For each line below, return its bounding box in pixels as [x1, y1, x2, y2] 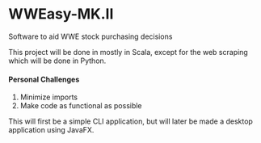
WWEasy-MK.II [8, 5, 114, 23]
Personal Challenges [8, 74, 80, 84]
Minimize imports [19, 92, 78, 102]
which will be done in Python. [8, 56, 107, 65]
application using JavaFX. [8, 125, 95, 135]
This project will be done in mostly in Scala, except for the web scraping [8, 47, 248, 57]
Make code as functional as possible [19, 101, 143, 111]
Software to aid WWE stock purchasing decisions [8, 32, 173, 41]
